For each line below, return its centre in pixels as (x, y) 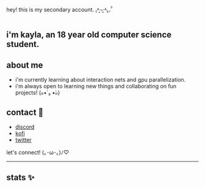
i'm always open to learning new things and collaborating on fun (96, 86)
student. (23, 44)
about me (25, 65)
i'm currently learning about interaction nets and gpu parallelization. (100, 80)
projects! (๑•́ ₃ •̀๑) (38, 93)
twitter (23, 140)
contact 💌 (25, 112)
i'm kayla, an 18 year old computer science (89, 35)
